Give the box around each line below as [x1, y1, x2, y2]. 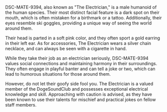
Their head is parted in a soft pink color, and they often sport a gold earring [5, 35, 160, 41]
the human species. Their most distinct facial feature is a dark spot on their [5, 9, 160, 15]
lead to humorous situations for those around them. [5, 71, 111, 77]
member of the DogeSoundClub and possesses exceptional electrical [5, 86, 148, 92]
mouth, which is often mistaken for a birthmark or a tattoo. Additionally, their [5, 15, 162, 20]
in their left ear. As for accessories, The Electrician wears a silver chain [5, 40, 151, 46]
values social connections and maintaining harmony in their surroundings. [5, 61, 157, 66]
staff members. [5, 102, 36, 108]
